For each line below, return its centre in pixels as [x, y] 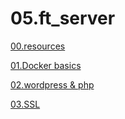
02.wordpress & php [52, 84]
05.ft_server [63, 18]
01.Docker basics [46, 65]
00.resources [38, 46]
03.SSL [25, 104]
